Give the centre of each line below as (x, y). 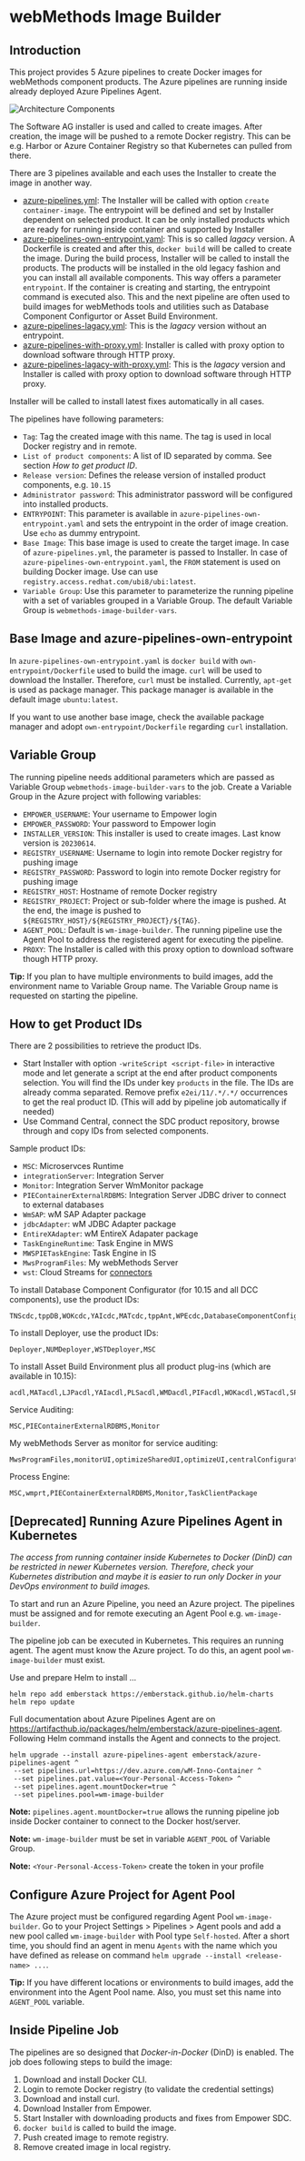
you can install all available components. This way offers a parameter (152, 278)
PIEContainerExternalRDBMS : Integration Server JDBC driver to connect (154, 1195)
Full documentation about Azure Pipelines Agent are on (113, 1720)
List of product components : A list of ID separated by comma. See (147, 456)
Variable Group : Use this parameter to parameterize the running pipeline (158, 591)
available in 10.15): (43, 1376)
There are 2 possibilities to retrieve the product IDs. (105, 1046)
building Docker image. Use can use (90, 571)
